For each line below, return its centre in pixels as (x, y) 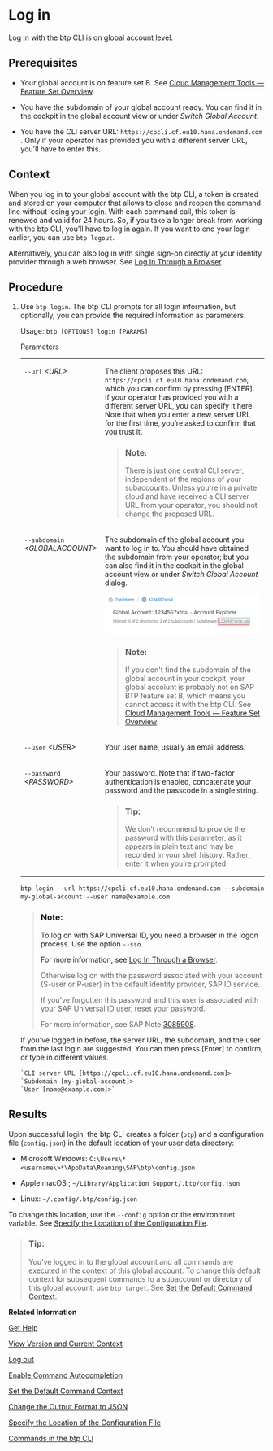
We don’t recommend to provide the (185, 828)
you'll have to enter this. (61, 149)
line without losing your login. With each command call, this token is (122, 211)
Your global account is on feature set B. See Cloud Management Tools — (142, 82)
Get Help (23, 1327)
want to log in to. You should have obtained (177, 548)
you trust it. (123, 432)
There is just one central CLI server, (184, 470)
